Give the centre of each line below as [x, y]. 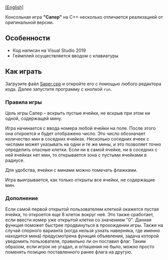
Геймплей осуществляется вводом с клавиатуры [65, 55]
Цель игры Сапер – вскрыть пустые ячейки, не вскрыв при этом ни [78, 113]
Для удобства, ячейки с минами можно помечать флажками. [71, 170]
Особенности [28, 38]
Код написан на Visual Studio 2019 [49, 50]
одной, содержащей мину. [34, 118]
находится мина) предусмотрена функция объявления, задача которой [82, 236]
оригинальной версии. [29, 22]
